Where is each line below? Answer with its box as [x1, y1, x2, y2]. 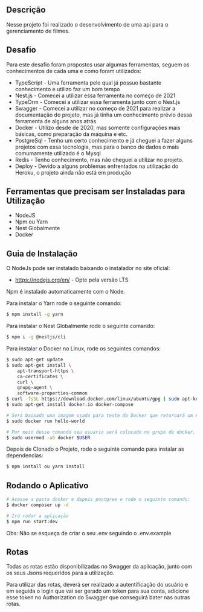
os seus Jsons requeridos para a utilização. [6, 569, 115, 576]
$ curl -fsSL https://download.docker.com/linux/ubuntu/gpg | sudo [6, 396, 180, 402]
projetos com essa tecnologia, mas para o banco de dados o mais [14, 143, 179, 150]
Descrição [6, 5, 46, 15]
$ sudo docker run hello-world [6, 418, 85, 424]
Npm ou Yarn [14, 218, 48, 225]
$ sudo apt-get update [6, 356, 63, 362]
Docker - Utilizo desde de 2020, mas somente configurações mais [14, 124, 181, 131]
